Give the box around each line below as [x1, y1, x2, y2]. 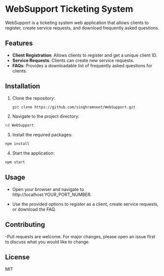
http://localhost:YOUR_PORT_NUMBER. [12, 192, 92, 197]
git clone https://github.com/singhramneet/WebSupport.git [12, 105, 136, 110]
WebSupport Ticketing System [5, 3, 134, 15]
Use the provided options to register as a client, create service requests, [12, 201, 159, 207]
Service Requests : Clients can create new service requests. [12, 57, 134, 63]
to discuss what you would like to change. [5, 239, 90, 245]
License [5, 253, 30, 261]
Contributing [5, 221, 45, 229]
